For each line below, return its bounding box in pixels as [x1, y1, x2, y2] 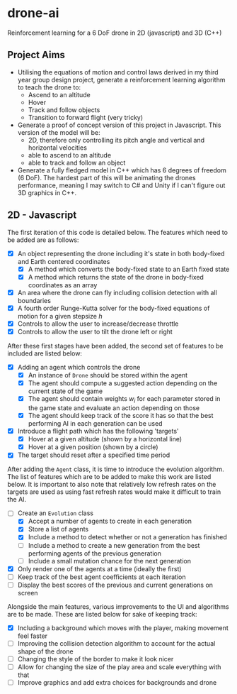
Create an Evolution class [17, 509, 94, 517]
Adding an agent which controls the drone [17, 363, 141, 371]
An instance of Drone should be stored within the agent [28, 371, 188, 380]
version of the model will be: [17, 128, 100, 136]
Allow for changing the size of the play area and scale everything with [17, 663, 221, 671]
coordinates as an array [28, 280, 98, 289]
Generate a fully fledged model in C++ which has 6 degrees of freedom [17, 165, 226, 175]
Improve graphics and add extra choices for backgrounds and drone [17, 678, 217, 687]
